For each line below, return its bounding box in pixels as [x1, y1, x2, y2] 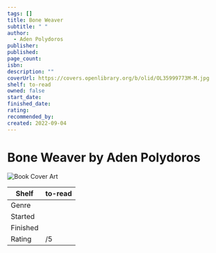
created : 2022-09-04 [7, 119, 67, 127]
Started [10, 212, 35, 222]
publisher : [7, 42, 39, 49]
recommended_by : [7, 113, 54, 120]
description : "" [7, 68, 54, 75]
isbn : [7, 62, 23, 69]
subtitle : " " [7, 23, 49, 30]
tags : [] [7, 10, 33, 17]
